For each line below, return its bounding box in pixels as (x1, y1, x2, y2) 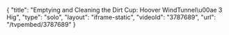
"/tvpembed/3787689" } (6, 21, 76, 28)
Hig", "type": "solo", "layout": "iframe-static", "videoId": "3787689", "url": (6, 13, 216, 21)
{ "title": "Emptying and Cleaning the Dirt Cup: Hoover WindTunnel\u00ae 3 (6, 6, 223, 14)
